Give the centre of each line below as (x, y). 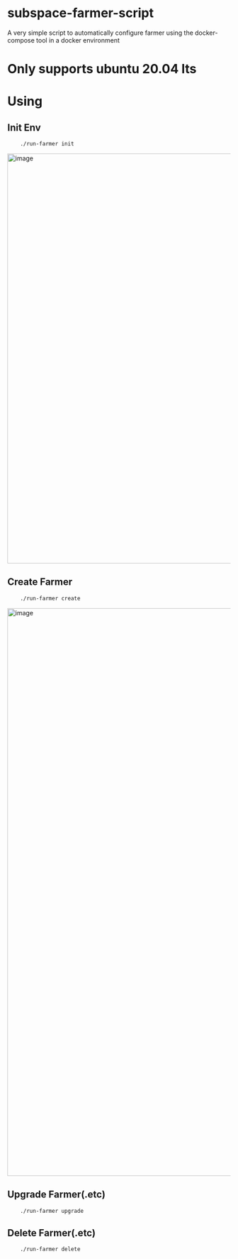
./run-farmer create (50, 598)
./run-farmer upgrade (52, 1211)
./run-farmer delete (50, 1249)
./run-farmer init (47, 144)
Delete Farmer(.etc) (51, 1233)
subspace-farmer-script (81, 13)
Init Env (24, 127)
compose (21, 40)
